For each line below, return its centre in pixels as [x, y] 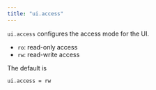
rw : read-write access [48, 54]
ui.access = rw [29, 81]
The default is [27, 68]
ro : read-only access [47, 47]
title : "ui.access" [36, 14]
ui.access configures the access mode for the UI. [78, 33]
